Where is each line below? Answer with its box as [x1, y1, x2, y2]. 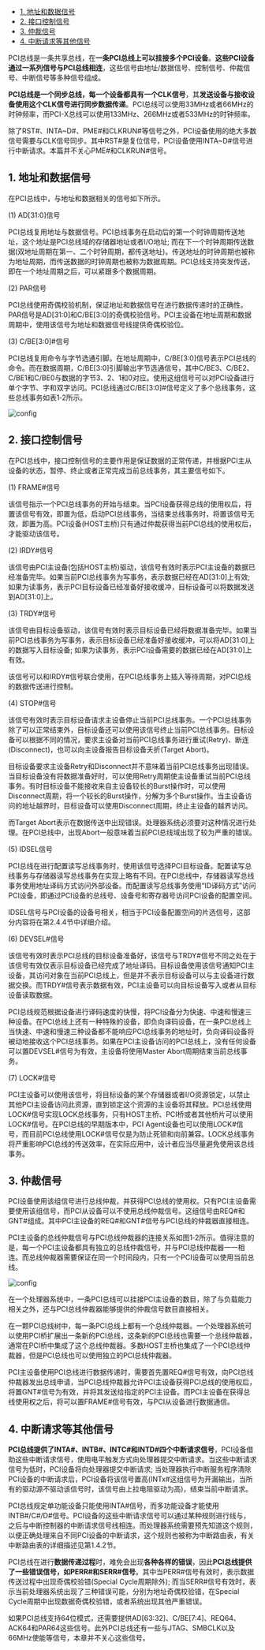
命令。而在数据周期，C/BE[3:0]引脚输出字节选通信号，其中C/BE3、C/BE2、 [8, 363, 254, 372]
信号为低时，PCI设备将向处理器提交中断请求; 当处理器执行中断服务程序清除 [8, 1465, 252, 1474]
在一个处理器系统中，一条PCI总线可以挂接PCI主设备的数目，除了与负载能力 [8, 1294, 252, 1304]
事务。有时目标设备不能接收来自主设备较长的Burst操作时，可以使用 [8, 781, 226, 790]
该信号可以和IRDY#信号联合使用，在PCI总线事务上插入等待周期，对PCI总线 [8, 671, 252, 681]
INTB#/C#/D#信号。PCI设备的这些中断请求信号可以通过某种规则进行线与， [8, 1511, 251, 1521]
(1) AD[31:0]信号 [8, 210, 61, 219]
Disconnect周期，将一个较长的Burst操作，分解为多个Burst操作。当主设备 [8, 791, 245, 801]
